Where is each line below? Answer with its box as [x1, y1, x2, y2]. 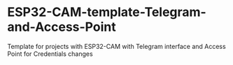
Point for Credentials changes [7, 50, 93, 58]
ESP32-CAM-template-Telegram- [7, 4, 206, 20]
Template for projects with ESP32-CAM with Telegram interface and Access [7, 42, 226, 50]
